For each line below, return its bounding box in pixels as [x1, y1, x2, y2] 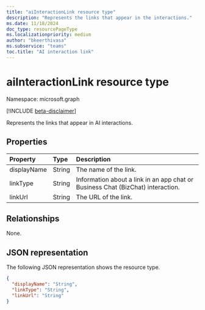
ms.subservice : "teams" [6, 43, 67, 50]
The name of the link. [76, 165, 137, 174]
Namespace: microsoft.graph [6, 95, 80, 103]
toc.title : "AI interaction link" [6, 49, 95, 55]
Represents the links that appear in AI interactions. [6, 119, 133, 126]
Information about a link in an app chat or [76, 175, 194, 183]
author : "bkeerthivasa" [6, 37, 67, 43]
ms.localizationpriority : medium [6, 32, 92, 38]
